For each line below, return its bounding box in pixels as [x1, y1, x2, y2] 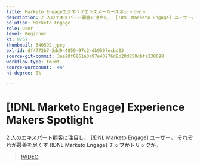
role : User [6, 25, 33, 32]
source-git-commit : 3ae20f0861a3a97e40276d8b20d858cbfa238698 [6, 53, 164, 59]
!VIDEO [20, 153, 39, 161]
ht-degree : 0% [6, 70, 42, 76]
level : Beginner [6, 31, 47, 37]
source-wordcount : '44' [6, 64, 66, 70]
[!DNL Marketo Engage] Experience [6, 101, 185, 114]
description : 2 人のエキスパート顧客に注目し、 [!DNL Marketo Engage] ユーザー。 [6, 14, 197, 20]
